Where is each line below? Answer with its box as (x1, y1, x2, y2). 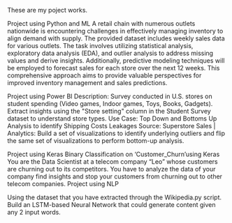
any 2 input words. (7, 208, 61, 216)
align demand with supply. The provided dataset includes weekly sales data (7, 34, 225, 43)
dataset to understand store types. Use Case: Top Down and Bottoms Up (7, 114, 217, 123)
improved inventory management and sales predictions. (7, 79, 168, 86)
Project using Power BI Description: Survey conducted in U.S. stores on (7, 92, 212, 100)
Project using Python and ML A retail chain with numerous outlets (7, 20, 196, 27)
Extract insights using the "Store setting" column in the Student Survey (7, 107, 211, 115)
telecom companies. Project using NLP (7, 180, 119, 187)
